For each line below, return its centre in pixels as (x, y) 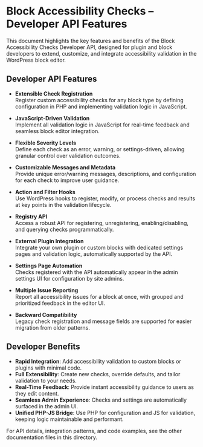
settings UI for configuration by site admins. (69, 278)
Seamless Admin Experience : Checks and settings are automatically (101, 400)
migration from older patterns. (53, 327)
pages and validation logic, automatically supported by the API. (94, 254)
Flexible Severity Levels (46, 143)
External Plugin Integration (49, 241)
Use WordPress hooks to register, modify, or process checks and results (105, 198)
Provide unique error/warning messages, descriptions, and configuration (105, 174)
